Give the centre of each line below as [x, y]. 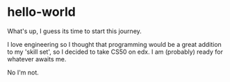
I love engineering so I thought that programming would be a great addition [115, 44]
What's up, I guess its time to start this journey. [75, 31]
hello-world [42, 12]
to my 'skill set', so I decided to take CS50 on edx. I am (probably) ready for [115, 52]
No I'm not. [23, 72]
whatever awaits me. [37, 59]
